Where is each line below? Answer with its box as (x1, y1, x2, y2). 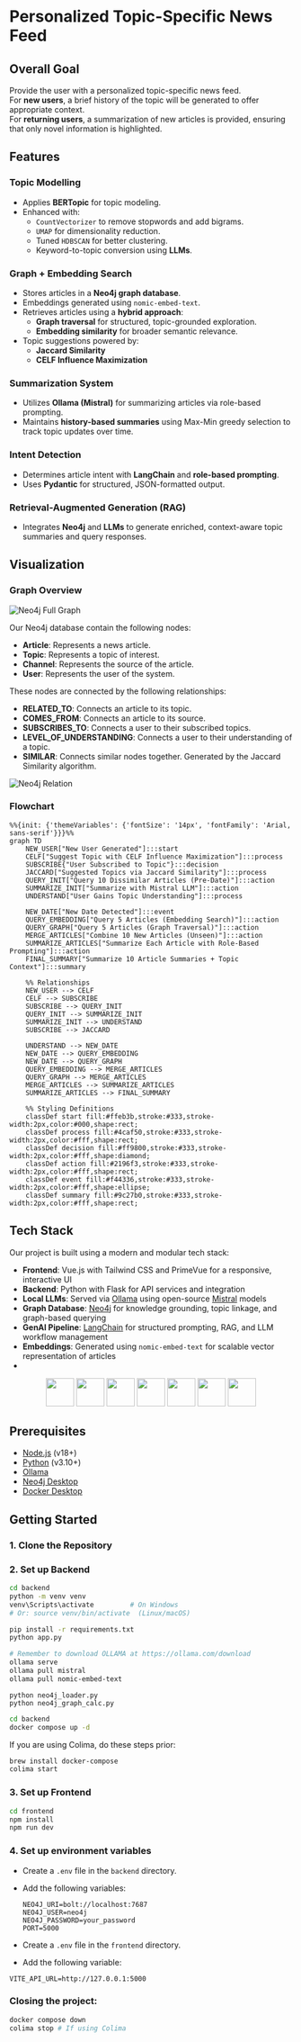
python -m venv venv (9, 1591, 87, 1601)
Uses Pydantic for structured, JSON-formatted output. (22, 479, 226, 490)
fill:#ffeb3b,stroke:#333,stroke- (85, 1111, 216, 1121)
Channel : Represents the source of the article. (22, 659, 195, 670)
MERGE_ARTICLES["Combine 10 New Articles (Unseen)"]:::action (25, 931, 263, 940)
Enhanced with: (22, 206, 81, 217)
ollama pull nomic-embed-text (9, 1674, 123, 1684)
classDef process (25, 1128, 91, 1137)
